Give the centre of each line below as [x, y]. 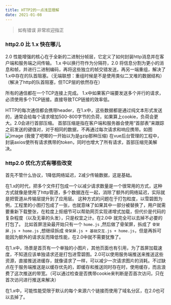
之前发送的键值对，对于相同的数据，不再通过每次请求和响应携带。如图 [79, 129]
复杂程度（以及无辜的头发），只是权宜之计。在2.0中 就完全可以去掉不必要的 [84, 218]
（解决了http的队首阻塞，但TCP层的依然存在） [54, 82]
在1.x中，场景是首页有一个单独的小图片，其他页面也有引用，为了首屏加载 [82, 248]
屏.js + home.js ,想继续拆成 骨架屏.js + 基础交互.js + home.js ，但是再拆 [81, 231]
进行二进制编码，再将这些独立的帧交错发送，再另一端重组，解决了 [96, 69]
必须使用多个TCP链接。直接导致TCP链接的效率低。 [59, 99]
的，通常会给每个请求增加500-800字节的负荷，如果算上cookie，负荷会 [80, 116]
